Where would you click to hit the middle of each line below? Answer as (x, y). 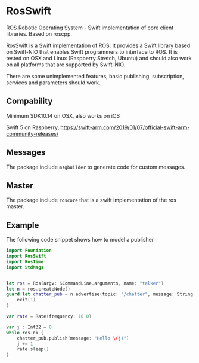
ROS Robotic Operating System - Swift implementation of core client (90, 28)
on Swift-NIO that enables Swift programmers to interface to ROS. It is (92, 51)
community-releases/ (32, 133)
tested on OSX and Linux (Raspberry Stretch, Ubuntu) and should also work (99, 58)
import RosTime (25, 261)
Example (23, 225)
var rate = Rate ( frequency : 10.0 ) (49, 316)
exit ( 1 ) (26, 300)
